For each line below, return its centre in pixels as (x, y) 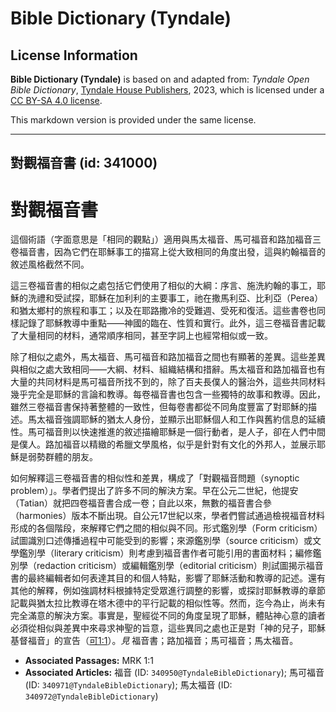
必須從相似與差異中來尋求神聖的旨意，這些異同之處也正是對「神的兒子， (159, 628)
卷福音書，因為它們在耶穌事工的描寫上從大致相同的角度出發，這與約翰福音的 (168, 252)
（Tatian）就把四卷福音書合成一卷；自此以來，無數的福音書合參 (141, 503)
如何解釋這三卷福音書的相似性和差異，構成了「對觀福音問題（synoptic (155, 478)
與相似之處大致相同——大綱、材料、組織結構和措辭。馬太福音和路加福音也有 (168, 369)
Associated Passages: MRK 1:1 (89, 661)
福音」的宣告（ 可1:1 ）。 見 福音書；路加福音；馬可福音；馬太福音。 (163, 641)
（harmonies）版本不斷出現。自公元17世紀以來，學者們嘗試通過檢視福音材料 (168, 516)
